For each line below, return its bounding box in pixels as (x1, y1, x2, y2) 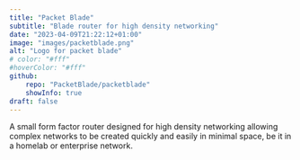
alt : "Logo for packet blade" (9, 47, 123, 56)
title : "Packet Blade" (9, 13, 94, 22)
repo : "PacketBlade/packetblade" (25, 80, 151, 89)
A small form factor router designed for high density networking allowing (9, 121, 278, 132)
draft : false (9, 96, 58, 106)
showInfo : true (25, 88, 83, 97)
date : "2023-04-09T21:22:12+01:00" (9, 30, 143, 39)
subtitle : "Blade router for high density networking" (9, 22, 219, 31)
